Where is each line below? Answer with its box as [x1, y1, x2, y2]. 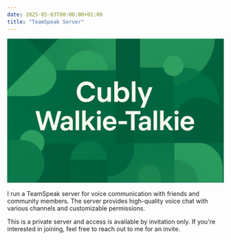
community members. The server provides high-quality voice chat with [7, 197, 208, 206]
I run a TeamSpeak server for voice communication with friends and [7, 190, 199, 198]
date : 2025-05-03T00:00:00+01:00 [7, 11, 103, 18]
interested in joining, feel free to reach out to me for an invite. [7, 225, 181, 233]
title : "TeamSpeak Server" [7, 18, 85, 25]
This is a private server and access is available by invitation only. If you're [7, 217, 216, 226]
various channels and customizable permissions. [7, 204, 146, 212]
